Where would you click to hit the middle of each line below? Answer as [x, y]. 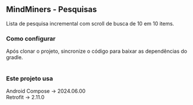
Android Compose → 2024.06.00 [46, 91]
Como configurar [31, 38]
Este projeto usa [30, 79]
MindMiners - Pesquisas [51, 10]
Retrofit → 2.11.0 [25, 97]
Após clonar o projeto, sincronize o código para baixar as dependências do [96, 51]
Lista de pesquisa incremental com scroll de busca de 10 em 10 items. [90, 23]
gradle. [15, 57]
